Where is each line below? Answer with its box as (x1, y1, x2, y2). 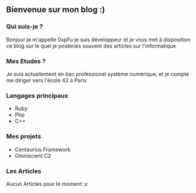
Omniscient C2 (14, 152, 52, 159)
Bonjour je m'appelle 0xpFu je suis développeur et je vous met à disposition (6, 36, 191, 43)
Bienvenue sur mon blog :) (6, 5, 105, 15)
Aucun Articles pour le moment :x (6, 180, 88, 187)
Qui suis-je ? (6, 22, 43, 31)
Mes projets (6, 133, 41, 141)
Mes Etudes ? (6, 57, 46, 65)
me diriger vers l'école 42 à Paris (6, 76, 87, 83)
